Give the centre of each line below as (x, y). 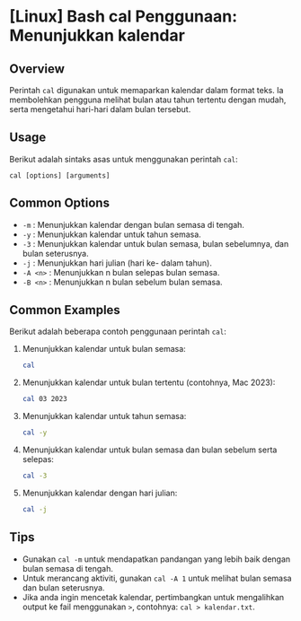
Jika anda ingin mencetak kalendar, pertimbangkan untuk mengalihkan (153, 597)
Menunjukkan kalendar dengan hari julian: (100, 493)
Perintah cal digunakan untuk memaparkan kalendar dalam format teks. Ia (146, 90)
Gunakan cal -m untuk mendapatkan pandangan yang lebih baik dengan (156, 559)
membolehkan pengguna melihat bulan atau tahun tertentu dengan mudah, (148, 100)
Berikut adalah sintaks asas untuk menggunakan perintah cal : (124, 159)
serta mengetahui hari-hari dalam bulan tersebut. (100, 109)
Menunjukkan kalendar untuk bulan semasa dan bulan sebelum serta (150, 450)
